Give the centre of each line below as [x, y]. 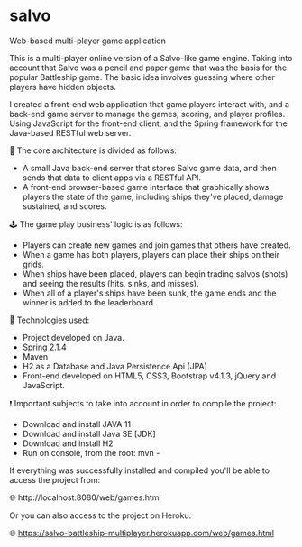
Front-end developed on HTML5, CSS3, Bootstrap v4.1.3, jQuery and [149, 376]
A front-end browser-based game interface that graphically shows [146, 187]
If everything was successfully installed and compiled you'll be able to [140, 470]
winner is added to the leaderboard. [89, 302]
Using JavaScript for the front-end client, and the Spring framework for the [149, 123]
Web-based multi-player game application [88, 41]
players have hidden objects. [63, 87]
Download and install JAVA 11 [77, 424]
